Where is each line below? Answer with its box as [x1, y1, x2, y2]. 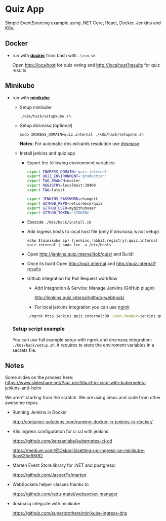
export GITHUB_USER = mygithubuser [27, 206, 96, 211]
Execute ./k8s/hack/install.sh [27, 219, 91, 225]
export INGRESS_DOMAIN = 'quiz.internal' [27, 169, 110, 174]
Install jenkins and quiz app [19, 150, 76, 156]
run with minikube [12, 95, 50, 101]
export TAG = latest [27, 187, 65, 193]
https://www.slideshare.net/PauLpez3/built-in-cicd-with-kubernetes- [5, 380, 146, 386]
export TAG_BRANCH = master [27, 179, 81, 184]
